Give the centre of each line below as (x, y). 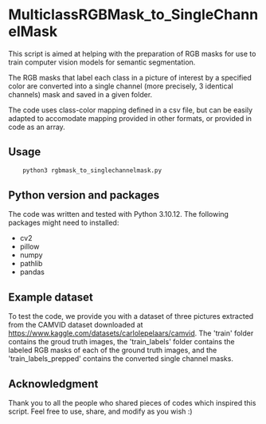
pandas (32, 272)
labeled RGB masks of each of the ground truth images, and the (113, 350)
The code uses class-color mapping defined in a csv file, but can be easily (131, 110)
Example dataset (51, 297)
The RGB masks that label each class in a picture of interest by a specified (130, 77)
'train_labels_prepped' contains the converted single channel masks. (121, 359)
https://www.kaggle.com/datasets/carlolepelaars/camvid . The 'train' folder (131, 333)
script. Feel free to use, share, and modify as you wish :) (100, 411)
